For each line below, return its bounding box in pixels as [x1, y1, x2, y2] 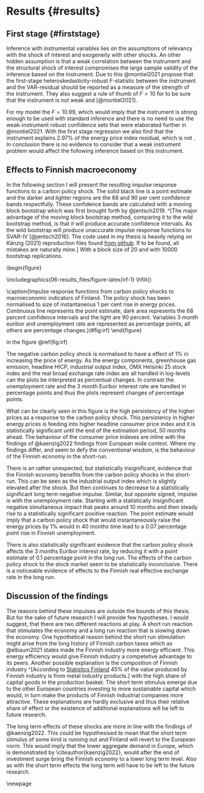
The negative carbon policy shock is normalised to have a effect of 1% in [6, 350, 189, 357]
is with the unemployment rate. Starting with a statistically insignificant [6, 497, 184, 504]
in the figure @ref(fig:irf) [6, 338, 68, 346]
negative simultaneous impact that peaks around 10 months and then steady [6, 503, 198, 510]
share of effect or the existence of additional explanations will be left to [6, 704, 185, 711]
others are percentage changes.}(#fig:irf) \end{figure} [6, 326, 142, 333]
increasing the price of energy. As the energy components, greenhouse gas [6, 357, 197, 364]
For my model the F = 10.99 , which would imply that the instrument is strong [6, 108, 198, 115]
